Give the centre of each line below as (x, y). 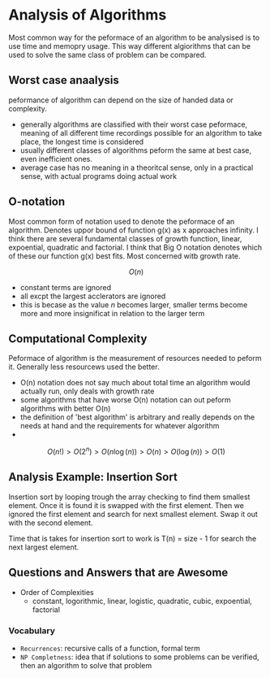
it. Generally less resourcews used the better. (84, 367)
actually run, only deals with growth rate (87, 391)
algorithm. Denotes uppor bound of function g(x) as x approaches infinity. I (133, 230)
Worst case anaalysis (64, 80)
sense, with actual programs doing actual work (98, 176)
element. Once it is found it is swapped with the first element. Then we (126, 505)
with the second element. (51, 523)
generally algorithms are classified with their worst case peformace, (134, 124)
